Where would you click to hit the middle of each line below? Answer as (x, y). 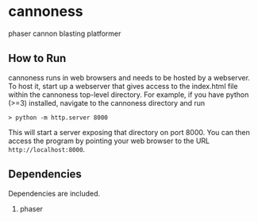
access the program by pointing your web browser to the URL (109, 141)
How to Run (37, 58)
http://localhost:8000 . (47, 149)
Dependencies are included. (54, 193)
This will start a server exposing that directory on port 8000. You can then (129, 132)
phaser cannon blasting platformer (65, 33)
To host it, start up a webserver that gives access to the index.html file (123, 86)
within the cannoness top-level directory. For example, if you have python (129, 95)
